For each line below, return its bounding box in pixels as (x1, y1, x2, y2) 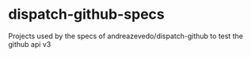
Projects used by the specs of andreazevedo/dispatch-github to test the (8, 31, 244, 41)
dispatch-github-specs (8, 5, 165, 23)
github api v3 (8, 39, 51, 48)
